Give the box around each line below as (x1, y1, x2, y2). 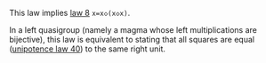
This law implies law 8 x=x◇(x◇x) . (9, 8, 131, 18)
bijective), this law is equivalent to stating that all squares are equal (9, 35, 255, 44)
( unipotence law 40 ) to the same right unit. (9, 43, 166, 54)
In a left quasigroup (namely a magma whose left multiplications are (9, 25, 258, 35)
